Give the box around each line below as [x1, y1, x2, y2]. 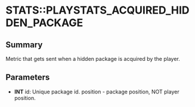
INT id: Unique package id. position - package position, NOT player [14, 88, 179, 95]
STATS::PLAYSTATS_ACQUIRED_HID [5, 4, 190, 17]
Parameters [5, 72, 50, 83]
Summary [5, 40, 43, 50]
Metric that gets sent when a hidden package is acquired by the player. [5, 56, 180, 62]
